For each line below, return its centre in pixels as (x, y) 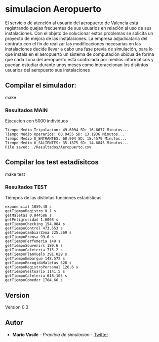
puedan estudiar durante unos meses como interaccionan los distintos (77, 65)
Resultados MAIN (26, 110)
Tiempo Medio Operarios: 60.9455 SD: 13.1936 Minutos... (65, 134)
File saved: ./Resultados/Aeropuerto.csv (48, 147)
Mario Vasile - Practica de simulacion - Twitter (60, 335)
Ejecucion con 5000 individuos (37, 121)
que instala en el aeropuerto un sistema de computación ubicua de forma (80, 54)
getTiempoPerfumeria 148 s (33, 241)
